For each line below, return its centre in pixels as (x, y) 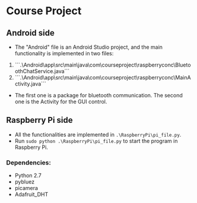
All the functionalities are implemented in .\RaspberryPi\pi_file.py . (98, 134)
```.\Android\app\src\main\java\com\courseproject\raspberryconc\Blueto (103, 65)
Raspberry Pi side (39, 120)
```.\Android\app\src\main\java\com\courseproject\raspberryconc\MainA (103, 77)
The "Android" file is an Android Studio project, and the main (89, 47)
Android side (31, 33)
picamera (26, 188)
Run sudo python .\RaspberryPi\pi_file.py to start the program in (96, 141)
